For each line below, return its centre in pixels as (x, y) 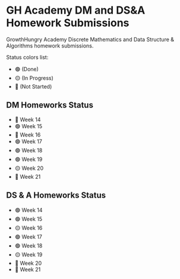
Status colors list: (27, 57)
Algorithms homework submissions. (50, 46)
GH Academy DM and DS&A (76, 10)
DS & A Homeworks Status (56, 196)
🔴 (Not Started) (33, 86)
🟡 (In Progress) (34, 78)
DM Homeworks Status (50, 105)
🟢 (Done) (26, 69)
